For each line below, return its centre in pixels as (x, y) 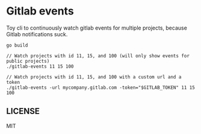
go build (17, 45)
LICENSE (23, 111)
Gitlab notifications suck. (37, 34)
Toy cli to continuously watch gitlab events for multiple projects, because (97, 28)
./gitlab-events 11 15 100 (40, 66)
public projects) (28, 61)
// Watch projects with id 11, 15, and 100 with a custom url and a (94, 77)
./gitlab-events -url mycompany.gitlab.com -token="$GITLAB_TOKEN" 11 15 (101, 88)
